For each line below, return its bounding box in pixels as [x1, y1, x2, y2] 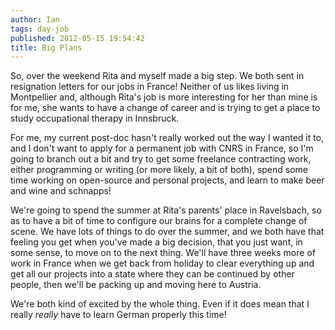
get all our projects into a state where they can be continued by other [10, 268, 295, 280]
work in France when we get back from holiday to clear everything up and [10, 257, 315, 270]
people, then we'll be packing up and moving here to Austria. [10, 279, 262, 291]
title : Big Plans [10, 42, 83, 53]
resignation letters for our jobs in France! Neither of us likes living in [10, 81, 290, 93]
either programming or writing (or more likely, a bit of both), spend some [10, 164, 308, 176]
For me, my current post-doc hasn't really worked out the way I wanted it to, [10, 132, 325, 144]
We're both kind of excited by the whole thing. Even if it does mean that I [10, 298, 310, 310]
